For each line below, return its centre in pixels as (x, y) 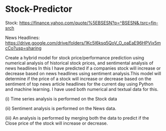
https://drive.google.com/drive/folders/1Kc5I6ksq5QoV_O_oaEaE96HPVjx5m (83, 43)
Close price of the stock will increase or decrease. (57, 123)
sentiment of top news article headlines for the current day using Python (79, 84)
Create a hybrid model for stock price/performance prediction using (75, 57)
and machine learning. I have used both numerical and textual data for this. (82, 89)
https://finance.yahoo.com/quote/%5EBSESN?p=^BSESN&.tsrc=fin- (89, 23)
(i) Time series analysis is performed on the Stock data (61, 99)
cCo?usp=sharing (23, 48)
